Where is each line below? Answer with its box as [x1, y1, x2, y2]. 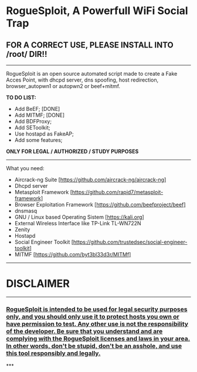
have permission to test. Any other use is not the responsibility [6, 320, 189, 328]
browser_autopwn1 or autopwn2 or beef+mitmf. [6, 83, 121, 89]
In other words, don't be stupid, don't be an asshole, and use [6, 341, 182, 350]
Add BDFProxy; [14, 118, 52, 124]
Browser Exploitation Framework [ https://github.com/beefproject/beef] [14, 201, 186, 208]
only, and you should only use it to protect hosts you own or [6, 312, 180, 320]
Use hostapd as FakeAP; [14, 130, 74, 137]
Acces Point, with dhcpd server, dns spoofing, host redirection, [6, 76, 159, 83]
